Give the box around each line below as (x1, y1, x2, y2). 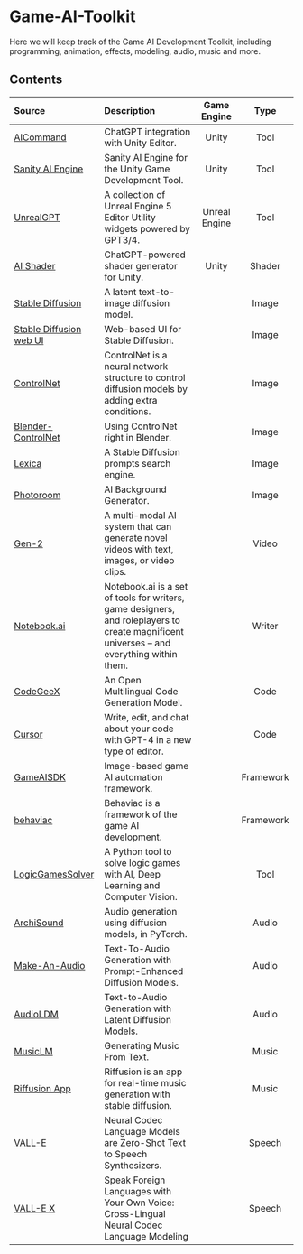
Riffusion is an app (103, 1065, 183, 1078)
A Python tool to (103, 845, 172, 858)
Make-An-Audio (14, 959, 86, 971)
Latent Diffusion (103, 1013, 171, 1026)
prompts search (103, 457, 171, 469)
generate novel (103, 531, 169, 543)
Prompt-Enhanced (103, 964, 184, 977)
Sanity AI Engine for (103, 151, 188, 163)
